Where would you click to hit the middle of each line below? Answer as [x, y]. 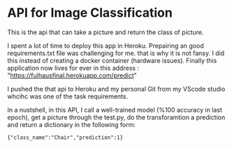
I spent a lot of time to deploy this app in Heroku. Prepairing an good [106, 45]
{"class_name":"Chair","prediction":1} [65, 138]
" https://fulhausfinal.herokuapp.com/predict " [72, 75]
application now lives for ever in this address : [73, 68]
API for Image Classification [90, 13]
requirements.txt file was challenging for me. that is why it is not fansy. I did [116, 53]
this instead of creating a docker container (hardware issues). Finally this [112, 60]
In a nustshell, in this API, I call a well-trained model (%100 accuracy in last [115, 110]
